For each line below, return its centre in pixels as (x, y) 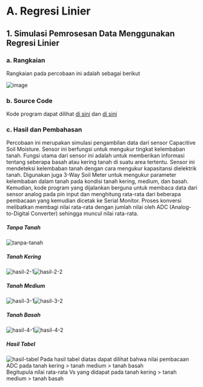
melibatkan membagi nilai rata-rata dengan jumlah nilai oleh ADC (87, 207)
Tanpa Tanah (24, 228)
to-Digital (18, 214)
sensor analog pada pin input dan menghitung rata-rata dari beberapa (94, 194)
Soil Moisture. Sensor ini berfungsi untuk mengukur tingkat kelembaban (96, 149)
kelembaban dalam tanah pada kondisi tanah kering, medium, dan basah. (98, 181)
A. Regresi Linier (48, 11)
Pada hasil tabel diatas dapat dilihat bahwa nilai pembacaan (115, 359)
